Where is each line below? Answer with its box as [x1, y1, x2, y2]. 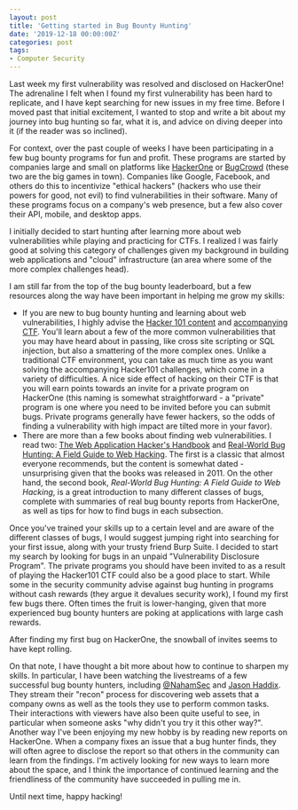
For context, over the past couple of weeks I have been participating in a [9, 143, 274, 153]
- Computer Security [9, 54, 86, 63]
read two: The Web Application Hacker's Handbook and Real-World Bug [21, 440, 286, 450]
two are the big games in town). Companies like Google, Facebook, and [9, 171, 271, 182]
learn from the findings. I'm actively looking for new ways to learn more [9, 755, 271, 766]
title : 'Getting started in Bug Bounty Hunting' [9, 21, 192, 30]
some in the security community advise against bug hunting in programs [9, 579, 274, 590]
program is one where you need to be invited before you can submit [21, 402, 271, 413]
